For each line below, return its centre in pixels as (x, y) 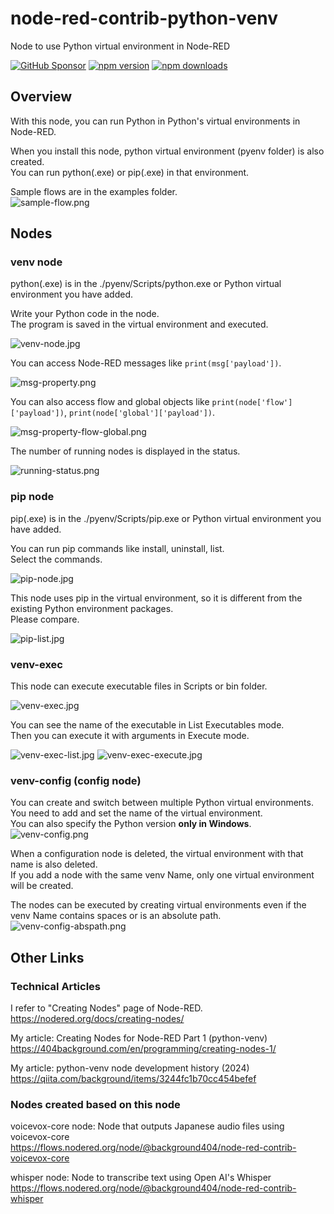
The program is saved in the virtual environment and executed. (139, 324)
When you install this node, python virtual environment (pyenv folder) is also (167, 151)
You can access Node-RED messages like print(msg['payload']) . (146, 363)
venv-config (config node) (76, 780)
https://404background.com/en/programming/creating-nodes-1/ (143, 1049)
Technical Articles (55, 986)
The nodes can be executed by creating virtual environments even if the (158, 905)
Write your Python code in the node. (85, 314)
